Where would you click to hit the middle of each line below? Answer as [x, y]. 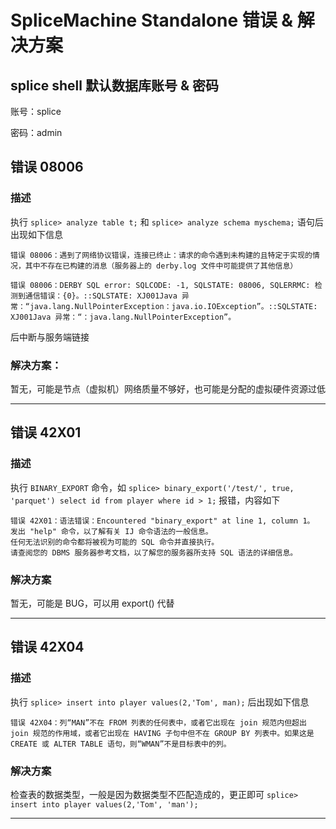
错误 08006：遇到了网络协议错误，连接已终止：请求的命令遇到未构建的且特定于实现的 [161, 255]
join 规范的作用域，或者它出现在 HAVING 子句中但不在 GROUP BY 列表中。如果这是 [162, 733]
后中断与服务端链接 [50, 337]
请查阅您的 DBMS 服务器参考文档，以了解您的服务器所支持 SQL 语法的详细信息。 [154, 552]
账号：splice [36, 111]
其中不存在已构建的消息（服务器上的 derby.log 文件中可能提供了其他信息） [161, 266]
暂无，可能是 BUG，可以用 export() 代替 [92, 603]
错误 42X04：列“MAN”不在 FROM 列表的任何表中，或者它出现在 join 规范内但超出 [158, 722]
